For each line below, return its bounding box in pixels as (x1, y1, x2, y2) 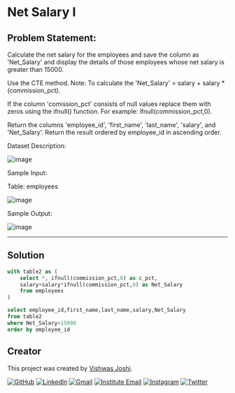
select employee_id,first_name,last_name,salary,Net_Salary (7, 306, 187, 314)
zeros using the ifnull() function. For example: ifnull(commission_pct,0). (7, 107, 213, 115)
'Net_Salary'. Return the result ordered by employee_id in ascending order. (7, 128, 222, 136)
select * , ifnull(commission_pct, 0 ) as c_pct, (20, 274, 158, 281)
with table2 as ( (7, 268, 58, 275)
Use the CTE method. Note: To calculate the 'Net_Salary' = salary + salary (7, 79, 220, 87)
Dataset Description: (7, 142, 66, 150)
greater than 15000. (7, 66, 64, 73)
